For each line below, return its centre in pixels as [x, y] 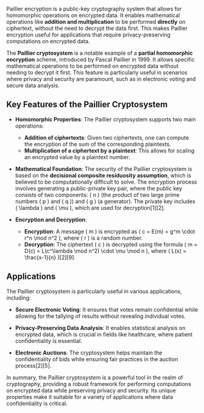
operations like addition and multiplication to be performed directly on [96, 22]
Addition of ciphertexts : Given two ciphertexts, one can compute [107, 137]
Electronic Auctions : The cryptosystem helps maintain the [89, 353]
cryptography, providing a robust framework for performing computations [99, 384]
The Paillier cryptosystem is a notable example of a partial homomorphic [100, 53]
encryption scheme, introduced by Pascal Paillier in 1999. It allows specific [100, 59]
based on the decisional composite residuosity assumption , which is [103, 175]
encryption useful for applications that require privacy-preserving [88, 35]
